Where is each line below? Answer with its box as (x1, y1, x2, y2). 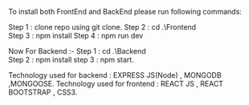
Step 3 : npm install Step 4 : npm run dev (8, 31, 144, 40)
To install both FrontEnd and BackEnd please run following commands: (8, 7, 243, 16)
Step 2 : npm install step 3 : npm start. (8, 55, 134, 64)
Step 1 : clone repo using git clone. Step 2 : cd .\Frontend (8, 22, 197, 31)
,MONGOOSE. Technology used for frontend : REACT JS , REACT (8, 79, 223, 88)
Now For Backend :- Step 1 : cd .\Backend (8, 46, 146, 55)
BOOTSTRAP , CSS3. (8, 87, 78, 97)
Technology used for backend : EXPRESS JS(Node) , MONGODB (8, 71, 222, 79)
